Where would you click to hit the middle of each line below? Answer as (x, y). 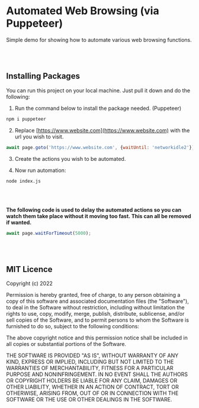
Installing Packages (43, 76)
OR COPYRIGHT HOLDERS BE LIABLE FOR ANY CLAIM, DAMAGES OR (92, 381)
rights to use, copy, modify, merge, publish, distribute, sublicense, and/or (95, 314)
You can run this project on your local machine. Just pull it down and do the (98, 90)
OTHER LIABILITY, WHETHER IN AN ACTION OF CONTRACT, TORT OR (92, 387)
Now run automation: (40, 170)
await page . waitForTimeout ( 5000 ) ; (49, 233)
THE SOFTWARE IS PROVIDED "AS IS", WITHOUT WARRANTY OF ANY (92, 355)
